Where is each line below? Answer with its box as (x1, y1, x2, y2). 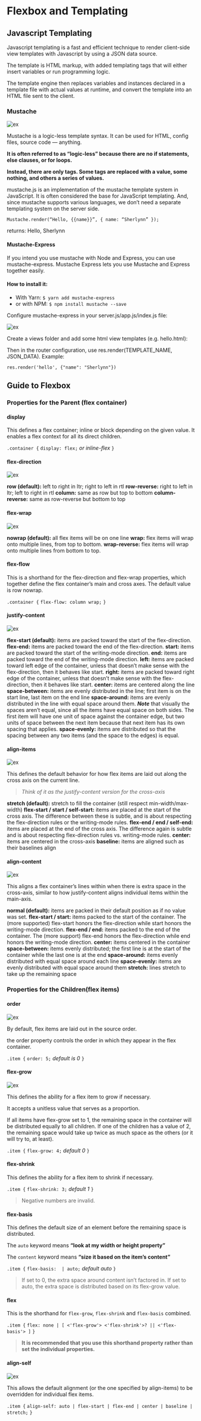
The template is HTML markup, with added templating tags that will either (7, 62, 187, 69)
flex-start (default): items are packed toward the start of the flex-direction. (7, 637, 191, 644)
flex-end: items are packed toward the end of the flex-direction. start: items (7, 643, 194, 650)
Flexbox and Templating (7, 4, 128, 18)
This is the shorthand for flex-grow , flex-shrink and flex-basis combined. (7, 1310, 191, 1317)
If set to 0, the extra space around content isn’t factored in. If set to (21, 1276, 187, 1284)
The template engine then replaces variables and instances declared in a (7, 79, 185, 87)
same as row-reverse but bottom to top (29, 496, 126, 503)
